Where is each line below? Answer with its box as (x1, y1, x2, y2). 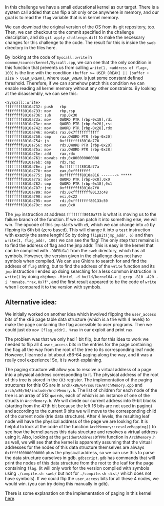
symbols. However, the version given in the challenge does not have (5, 253, 143, 259)
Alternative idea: (5, 298, 57, 307)
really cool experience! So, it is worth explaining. (5, 357, 102, 363)
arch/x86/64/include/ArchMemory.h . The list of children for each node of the (5, 387, 158, 393)
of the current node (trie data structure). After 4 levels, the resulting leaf (5, 413, 150, 419)
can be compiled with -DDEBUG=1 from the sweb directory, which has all (5, 248, 145, 253)
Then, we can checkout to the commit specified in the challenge (5, 29, 134, 35)
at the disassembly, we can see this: (5, 90, 78, 96)
